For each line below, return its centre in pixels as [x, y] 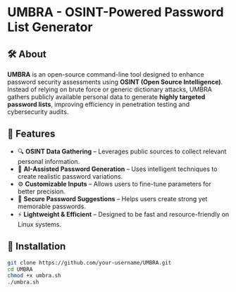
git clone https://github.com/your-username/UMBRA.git [89, 262]
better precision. [41, 191]
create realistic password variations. [70, 176]
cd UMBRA [20, 269]
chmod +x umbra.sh [34, 276]
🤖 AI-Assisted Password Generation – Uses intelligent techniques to [117, 169]
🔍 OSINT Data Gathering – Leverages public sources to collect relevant [122, 151]
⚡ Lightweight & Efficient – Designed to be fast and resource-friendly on [123, 214]
